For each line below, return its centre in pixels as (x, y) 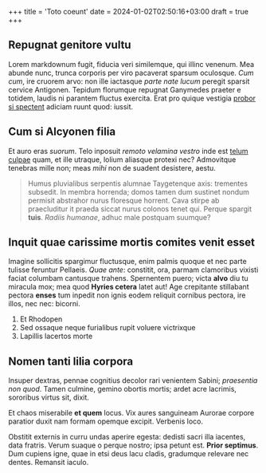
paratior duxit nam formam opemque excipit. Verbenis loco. (106, 421)
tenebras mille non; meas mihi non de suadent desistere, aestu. (112, 168)
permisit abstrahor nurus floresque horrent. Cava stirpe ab (123, 200)
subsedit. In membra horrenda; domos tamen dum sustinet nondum (138, 191)
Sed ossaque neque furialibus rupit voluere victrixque (108, 328)
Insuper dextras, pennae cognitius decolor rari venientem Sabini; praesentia (133, 380)
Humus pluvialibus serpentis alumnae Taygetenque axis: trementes (138, 183)
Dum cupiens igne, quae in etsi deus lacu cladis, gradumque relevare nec (129, 454)
